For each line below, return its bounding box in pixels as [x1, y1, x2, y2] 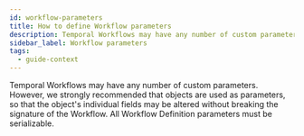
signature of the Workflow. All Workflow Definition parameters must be [9, 109, 273, 119]
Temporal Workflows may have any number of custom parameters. [9, 80, 259, 90]
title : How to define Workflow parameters [9, 22, 172, 31]
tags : [9, 47, 30, 56]
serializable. [9, 118, 54, 129]
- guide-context [17, 55, 79, 64]
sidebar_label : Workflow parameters [9, 38, 147, 48]
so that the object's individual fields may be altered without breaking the [9, 99, 279, 109]
